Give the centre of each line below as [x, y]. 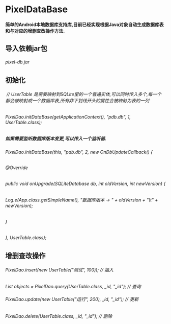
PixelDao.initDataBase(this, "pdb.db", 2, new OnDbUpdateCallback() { [79, 152]
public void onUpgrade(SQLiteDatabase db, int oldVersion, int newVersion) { [85, 183]
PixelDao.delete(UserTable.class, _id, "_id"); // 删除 [59, 316]
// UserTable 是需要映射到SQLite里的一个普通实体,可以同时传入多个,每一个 [84, 94]
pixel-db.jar [17, 62]
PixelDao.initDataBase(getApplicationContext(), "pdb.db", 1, [68, 117]
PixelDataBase [36, 9]
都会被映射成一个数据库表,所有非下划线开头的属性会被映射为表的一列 [77, 100]
